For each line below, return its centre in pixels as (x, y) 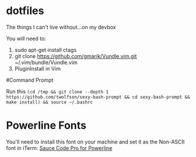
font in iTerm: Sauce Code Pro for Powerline (59, 148)
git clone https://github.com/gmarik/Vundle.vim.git (76, 56)
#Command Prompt (30, 80)
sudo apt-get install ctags (45, 50)
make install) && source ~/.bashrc (50, 102)
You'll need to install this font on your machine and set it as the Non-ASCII (95, 142)
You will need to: (26, 38)
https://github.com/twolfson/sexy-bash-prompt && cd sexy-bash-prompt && (98, 97)
